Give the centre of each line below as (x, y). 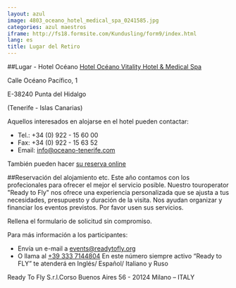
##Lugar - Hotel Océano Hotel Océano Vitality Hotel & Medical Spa (105, 67)
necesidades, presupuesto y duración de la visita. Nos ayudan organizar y (115, 200)
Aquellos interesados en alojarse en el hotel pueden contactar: (98, 121)
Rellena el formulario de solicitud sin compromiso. (80, 221)
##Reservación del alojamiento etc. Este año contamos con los (99, 178)
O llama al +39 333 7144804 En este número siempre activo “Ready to (119, 256)
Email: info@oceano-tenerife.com (66, 150)
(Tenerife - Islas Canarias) (45, 108)
